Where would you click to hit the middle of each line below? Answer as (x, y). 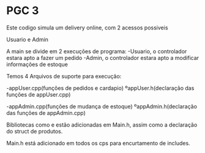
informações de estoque (37, 64)
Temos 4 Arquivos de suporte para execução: (64, 76)
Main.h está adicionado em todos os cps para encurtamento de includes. (99, 143)
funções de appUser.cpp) (39, 94)
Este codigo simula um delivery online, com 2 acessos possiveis (87, 28)
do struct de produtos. (35, 131)
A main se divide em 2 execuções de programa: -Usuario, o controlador (97, 51)
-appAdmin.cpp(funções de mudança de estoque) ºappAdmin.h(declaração (102, 106)
